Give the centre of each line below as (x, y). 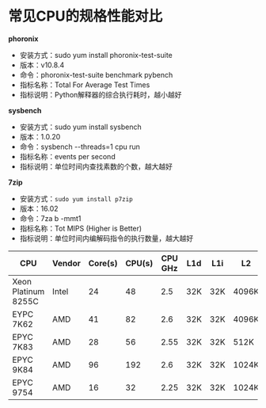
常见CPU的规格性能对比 (85, 16)
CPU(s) (139, 263)
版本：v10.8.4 (42, 65)
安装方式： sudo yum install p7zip (76, 198)
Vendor (66, 263)
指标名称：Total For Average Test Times (85, 85)
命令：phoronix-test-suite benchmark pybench (96, 74)
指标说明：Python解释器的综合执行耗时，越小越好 (101, 94)
